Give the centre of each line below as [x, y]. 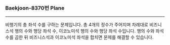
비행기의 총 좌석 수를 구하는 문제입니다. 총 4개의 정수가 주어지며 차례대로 [77, 25]
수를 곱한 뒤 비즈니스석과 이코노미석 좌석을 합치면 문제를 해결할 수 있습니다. [79, 37]
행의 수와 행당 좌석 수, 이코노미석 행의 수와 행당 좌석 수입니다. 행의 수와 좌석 [89, 31]
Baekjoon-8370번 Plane [35, 8]
